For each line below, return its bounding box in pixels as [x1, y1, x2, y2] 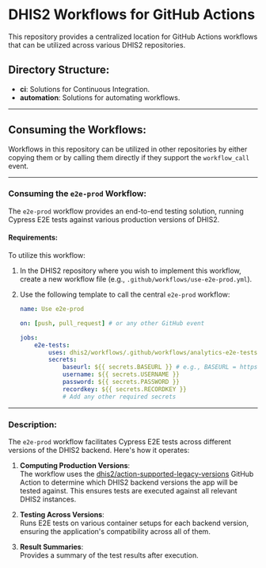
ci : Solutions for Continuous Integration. [19, 84, 150, 94]
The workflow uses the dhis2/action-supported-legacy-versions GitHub [19, 469, 254, 478]
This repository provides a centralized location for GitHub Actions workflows [8, 32, 258, 41]
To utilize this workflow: [8, 251, 85, 260]
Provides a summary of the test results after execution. [19, 550, 199, 560]
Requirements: [8, 232, 58, 243]
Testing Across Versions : [19, 509, 104, 519]
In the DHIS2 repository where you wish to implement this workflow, [19, 266, 241, 275]
